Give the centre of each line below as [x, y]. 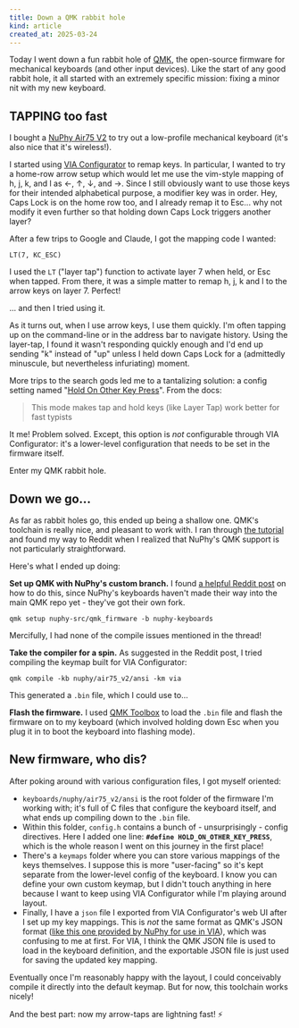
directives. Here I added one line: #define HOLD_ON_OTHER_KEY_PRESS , [147, 836]
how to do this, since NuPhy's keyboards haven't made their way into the [144, 593]
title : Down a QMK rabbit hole [67, 17]
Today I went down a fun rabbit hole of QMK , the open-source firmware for [147, 60]
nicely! [21, 996]
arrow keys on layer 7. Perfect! [65, 291]
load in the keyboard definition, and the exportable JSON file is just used [155, 950]
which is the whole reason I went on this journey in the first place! [143, 846]
